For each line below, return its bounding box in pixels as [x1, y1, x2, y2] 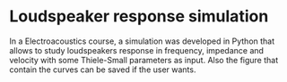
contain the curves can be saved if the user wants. [9, 64, 196, 75]
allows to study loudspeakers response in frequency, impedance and [9, 45, 265, 55]
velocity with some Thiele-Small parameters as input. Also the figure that [9, 54, 279, 65]
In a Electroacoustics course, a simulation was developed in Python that [9, 36, 275, 46]
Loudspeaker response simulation [9, 6, 269, 27]
